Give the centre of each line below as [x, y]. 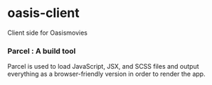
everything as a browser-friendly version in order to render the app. [106, 74]
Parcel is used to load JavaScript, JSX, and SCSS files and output [103, 67]
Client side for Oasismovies [47, 33]
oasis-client [43, 13]
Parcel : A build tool [42, 51]
